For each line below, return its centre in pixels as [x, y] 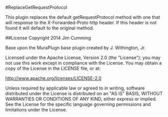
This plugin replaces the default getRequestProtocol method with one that [83, 17]
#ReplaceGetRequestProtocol [36, 7]
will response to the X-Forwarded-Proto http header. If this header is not [81, 23]
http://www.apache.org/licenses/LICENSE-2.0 [53, 78]
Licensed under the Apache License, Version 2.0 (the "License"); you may [83, 57]
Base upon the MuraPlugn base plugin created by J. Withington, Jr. [76, 48]
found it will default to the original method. [50, 28]
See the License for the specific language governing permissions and [78, 104]
